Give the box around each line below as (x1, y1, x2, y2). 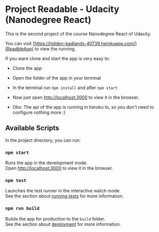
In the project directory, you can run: (5, 137, 81, 143)
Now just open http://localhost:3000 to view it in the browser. (12, 94, 139, 100)
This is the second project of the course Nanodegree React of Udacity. (5, 31, 151, 37)
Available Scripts (5, 124, 59, 132)
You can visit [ (5, 40, 35, 46)
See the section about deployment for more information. (5, 221, 121, 227)
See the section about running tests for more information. (5, 193, 124, 199)
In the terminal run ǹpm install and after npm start (12, 84, 118, 91)
